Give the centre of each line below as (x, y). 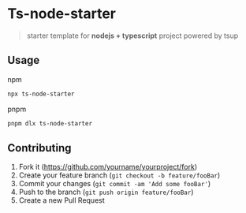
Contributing (39, 148)
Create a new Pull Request (62, 200)
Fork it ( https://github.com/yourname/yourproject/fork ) (108, 167)
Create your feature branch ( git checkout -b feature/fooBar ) (119, 175)
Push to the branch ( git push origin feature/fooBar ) (106, 192)
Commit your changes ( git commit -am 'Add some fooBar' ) (115, 184)
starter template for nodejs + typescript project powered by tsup (132, 35)
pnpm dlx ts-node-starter (50, 123)
